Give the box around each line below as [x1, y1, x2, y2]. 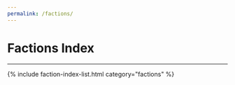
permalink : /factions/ [7, 10, 73, 17]
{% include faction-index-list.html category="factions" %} [7, 70, 175, 78]
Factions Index [7, 40, 94, 56]
